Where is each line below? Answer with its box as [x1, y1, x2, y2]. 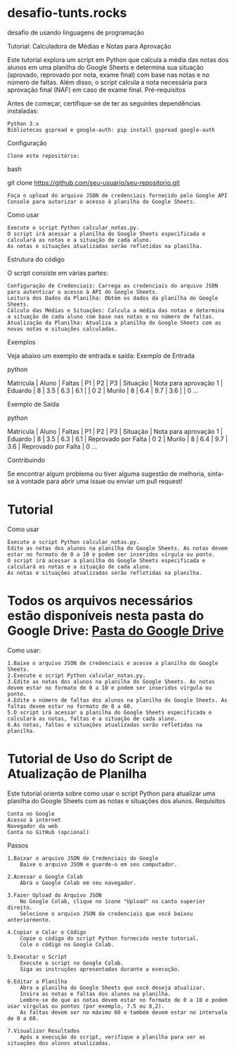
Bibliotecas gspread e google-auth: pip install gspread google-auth [7, 126, 216, 133]
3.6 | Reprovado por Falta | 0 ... [7, 442, 97, 450]
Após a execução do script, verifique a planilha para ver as [20, 1034, 206, 1041]
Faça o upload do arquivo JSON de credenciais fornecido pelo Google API [7, 192, 228, 199]
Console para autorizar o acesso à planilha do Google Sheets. [7, 198, 197, 205]
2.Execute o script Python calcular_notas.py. [7, 671, 146, 679]
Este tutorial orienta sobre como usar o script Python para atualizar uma [7, 789, 216, 798]
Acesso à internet [7, 816, 61, 824]
